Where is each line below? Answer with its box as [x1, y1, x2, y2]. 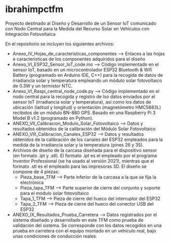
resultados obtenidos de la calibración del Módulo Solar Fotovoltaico [12, 125, 156, 132]
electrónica [20, 179, 44, 185]
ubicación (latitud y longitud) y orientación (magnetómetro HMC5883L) [12, 104, 161, 110]
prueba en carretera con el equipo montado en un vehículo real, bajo [12, 227, 156, 233]
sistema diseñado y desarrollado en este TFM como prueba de [12, 217, 144, 223]
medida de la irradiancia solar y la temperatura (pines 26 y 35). [12, 141, 144, 148]
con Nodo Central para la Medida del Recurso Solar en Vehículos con [5, 25, 150, 31]
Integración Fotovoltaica [5, 31, 56, 37]
